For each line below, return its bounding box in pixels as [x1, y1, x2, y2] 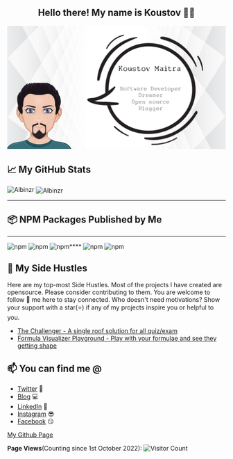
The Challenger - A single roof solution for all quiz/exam [17, 327, 178, 335]
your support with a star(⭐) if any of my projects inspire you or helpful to [7, 303, 214, 312]
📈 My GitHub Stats [7, 163, 92, 175]
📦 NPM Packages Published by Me [7, 214, 162, 226]
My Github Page [7, 430, 53, 439]
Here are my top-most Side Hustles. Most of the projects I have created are [7, 281, 223, 289]
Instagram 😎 [17, 410, 55, 418]
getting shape [17, 341, 58, 350]
